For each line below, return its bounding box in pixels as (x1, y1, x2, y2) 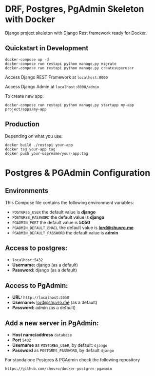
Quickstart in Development (5, 44, 89, 52)
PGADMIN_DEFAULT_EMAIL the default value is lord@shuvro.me (12, 225, 134, 230)
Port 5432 (12, 337, 32, 343)
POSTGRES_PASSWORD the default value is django (12, 214, 105, 220)
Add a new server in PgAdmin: (5, 319, 99, 327)
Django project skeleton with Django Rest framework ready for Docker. (5, 30, 147, 36)
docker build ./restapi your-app (5, 143, 73, 147)
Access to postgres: (5, 244, 68, 252)
